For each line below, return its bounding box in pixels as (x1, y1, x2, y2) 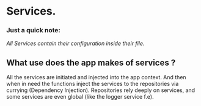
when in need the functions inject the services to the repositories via (6, 80, 179, 88)
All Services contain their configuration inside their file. (6, 40, 145, 47)
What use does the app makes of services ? (6, 57, 176, 68)
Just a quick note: (6, 26, 61, 35)
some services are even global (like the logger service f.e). (6, 93, 154, 101)
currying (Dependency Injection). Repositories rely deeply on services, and (6, 87, 196, 94)
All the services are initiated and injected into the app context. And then (6, 74, 186, 81)
